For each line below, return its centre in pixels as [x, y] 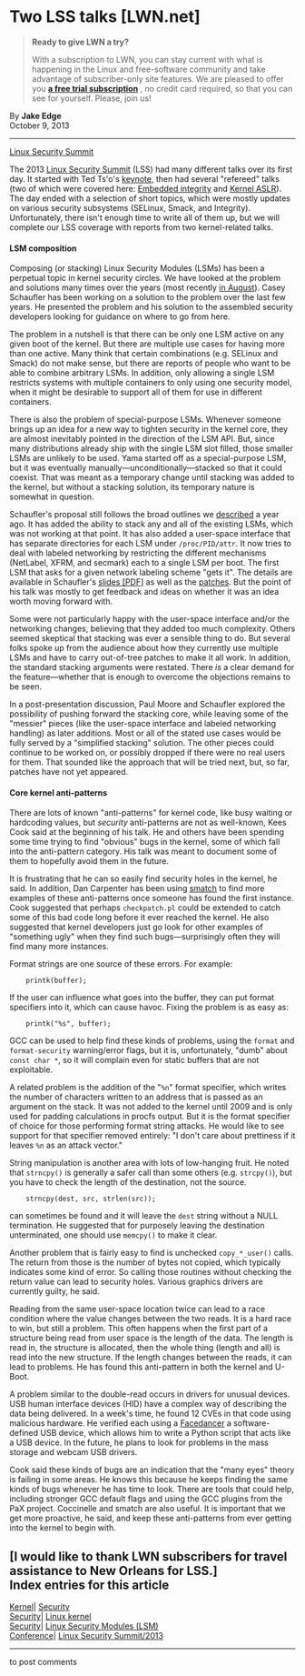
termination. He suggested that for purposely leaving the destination [137, 1226]
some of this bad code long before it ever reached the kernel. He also [139, 918]
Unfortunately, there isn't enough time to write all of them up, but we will [144, 217]
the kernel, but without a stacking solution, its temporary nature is [132, 487]
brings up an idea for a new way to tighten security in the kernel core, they [149, 429]
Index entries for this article [89, 1585]
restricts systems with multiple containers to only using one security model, [151, 383]
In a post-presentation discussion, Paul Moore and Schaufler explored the [148, 704]
